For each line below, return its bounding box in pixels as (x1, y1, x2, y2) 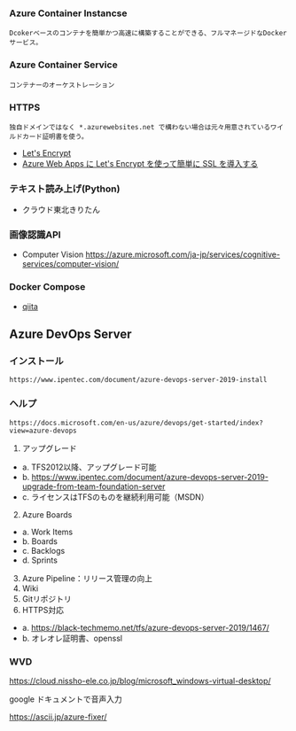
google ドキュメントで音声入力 (9, 694, 122, 704)
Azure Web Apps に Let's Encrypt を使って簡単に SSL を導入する (21, 158, 259, 168)
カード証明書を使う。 (21, 132, 89, 141)
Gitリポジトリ (21, 593, 73, 604)
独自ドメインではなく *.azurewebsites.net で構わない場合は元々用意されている (9, 122, 271, 131)
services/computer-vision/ (21, 259, 120, 269)
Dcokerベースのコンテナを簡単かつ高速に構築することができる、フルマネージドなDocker (9, 29, 288, 38)
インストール (9, 355, 64, 368)
